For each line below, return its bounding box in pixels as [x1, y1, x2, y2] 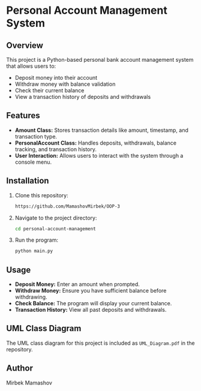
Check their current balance [14, 87, 85, 94]
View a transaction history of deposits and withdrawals [14, 94, 151, 100]
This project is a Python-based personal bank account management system [6, 56, 194, 63]
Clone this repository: [14, 191, 68, 198]
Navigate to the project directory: [14, 214, 97, 221]
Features [6, 110, 40, 121]
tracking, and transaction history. [14, 145, 97, 153]
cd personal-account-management [14, 225, 96, 231]
